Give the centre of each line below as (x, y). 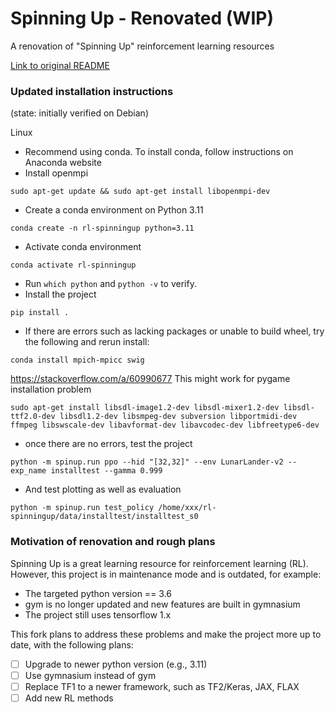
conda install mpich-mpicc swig (77, 360)
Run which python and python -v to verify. (110, 284)
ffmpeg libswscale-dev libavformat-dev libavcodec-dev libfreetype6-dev (165, 425)
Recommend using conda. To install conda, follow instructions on (159, 152)
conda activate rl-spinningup (73, 265)
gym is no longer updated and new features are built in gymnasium (162, 604)
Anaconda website (63, 163)
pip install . (40, 313)
